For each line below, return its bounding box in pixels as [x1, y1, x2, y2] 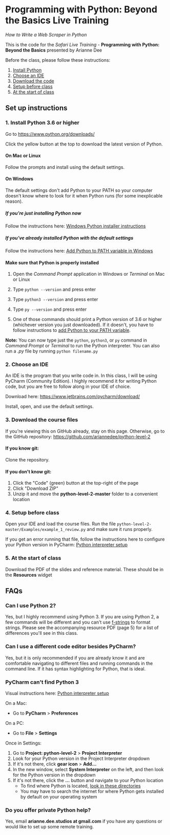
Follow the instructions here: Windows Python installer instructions [5, 223, 146, 229]
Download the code [12, 78, 55, 84]
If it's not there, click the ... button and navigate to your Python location [12, 777, 164, 784]
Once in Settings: [5, 740, 42, 747]
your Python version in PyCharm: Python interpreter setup [5, 542, 128, 548]
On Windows [5, 176, 33, 182]
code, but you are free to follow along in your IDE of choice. [5, 383, 131, 389]
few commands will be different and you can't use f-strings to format [5, 619, 151, 626]
